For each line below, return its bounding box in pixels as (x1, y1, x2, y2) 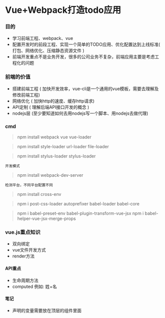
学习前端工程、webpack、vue (12, 35, 73, 41)
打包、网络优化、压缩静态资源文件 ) (12, 48, 85, 54)
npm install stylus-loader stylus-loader (17, 153, 96, 159)
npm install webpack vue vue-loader (17, 134, 92, 140)
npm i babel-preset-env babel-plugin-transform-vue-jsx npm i (17, 210, 144, 217)
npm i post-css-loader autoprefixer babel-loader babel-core (17, 201, 139, 207)
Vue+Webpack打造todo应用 (5, 4, 122, 16)
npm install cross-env (17, 191, 62, 197)
